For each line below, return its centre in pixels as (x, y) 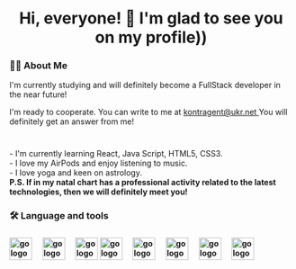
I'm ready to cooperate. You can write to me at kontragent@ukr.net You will (148, 112)
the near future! (38, 94)
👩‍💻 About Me (38, 66)
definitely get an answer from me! (72, 121)
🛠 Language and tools (59, 216)
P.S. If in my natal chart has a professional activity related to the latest (143, 183)
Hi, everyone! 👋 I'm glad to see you (151, 18)
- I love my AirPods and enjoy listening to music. (99, 163)
